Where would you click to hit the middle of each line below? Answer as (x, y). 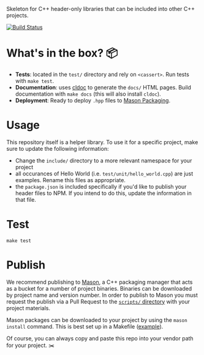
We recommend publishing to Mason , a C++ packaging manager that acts (100, 282)
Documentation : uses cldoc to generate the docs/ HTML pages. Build (103, 87)
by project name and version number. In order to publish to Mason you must (102, 295)
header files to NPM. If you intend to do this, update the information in (103, 193)
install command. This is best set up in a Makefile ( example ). (85, 326)
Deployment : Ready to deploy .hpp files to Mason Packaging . (93, 100)
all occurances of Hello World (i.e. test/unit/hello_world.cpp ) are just (104, 174)
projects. (17, 15)
